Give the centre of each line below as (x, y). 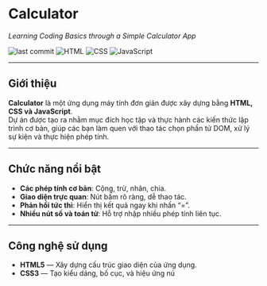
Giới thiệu (33, 84)
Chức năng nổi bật (55, 169)
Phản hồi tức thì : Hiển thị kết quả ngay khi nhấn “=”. (105, 205)
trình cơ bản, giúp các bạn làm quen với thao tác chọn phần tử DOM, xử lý (129, 128)
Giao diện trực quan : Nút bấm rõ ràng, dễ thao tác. (103, 196)
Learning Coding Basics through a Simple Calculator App (102, 36)
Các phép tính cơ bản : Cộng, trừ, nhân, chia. (93, 188)
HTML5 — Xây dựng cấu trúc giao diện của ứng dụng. (108, 265)
